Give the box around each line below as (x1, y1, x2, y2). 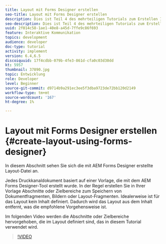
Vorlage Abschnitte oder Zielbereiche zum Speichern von (5, 188, 122, 194)
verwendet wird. (5, 224, 39, 230)
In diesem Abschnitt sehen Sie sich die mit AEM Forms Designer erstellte (5, 163, 153, 169)
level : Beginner (5, 81, 39, 86)
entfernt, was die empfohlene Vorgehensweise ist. (5, 204, 107, 210)
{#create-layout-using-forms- (5, 136, 132, 147)
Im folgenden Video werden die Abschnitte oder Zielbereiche (5, 214, 129, 220)
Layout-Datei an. (5, 168, 39, 174)
